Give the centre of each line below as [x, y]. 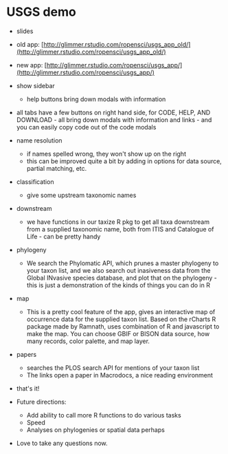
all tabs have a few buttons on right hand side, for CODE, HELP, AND [113, 112]
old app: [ [30, 44]
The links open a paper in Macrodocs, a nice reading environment [120, 375]
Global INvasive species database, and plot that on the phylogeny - [122, 278]
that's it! [28, 388]
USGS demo [41, 12]
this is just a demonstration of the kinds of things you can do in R [118, 285]
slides [25, 31]
